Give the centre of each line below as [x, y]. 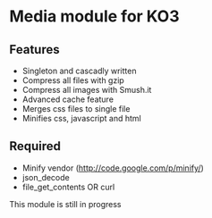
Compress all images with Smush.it [87, 90]
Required [35, 146]
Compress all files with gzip [73, 80]
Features [34, 50]
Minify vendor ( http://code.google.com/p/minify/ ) [113, 168]
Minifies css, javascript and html [81, 118]
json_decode [46, 177]
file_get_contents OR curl [68, 187]
